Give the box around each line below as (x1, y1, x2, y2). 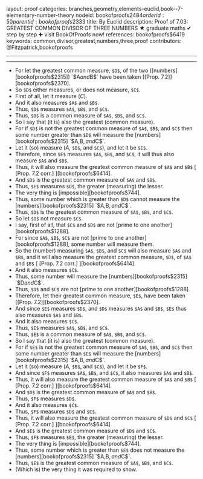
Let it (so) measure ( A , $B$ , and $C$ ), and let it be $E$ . (14, 144, 148, 151)
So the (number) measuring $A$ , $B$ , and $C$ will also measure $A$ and (14, 247, 192, 254)
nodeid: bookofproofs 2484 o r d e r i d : (75, 12, 164, 19)
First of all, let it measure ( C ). (14, 93, 88, 99)
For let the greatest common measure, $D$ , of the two (14, 67, 149, 74)
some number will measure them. (71, 240, 154, 248)
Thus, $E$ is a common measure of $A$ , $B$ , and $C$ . (14, 331, 147, 338)
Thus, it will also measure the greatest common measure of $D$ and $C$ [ (14, 414, 196, 421)
